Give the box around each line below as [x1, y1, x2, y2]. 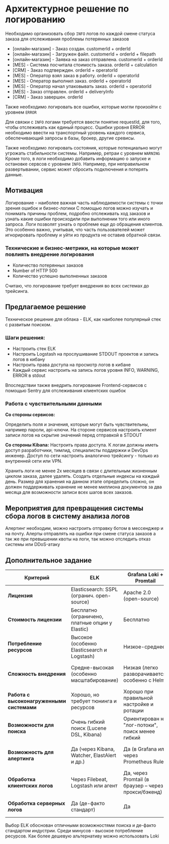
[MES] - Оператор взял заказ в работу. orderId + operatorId [12, 72, 140, 78]
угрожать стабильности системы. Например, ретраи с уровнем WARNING [5, 150, 160, 156]
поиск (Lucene [70, 725, 107, 732]
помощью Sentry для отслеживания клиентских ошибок [5, 387, 126, 394]
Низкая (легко [123, 664, 158, 671]
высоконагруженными [8, 698, 66, 705]
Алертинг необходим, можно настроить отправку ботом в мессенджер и [5, 525, 163, 531]
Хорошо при [123, 688, 153, 695]
